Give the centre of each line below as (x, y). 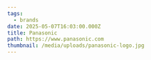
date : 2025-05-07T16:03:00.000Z (54, 26)
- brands (26, 20)
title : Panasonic (32, 33)
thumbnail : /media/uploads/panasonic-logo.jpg (76, 46)
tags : (15, 13)
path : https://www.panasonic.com (56, 39)
